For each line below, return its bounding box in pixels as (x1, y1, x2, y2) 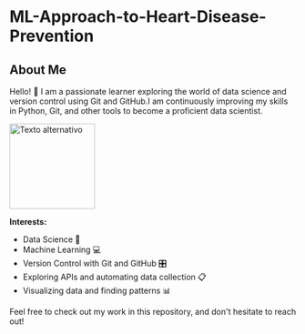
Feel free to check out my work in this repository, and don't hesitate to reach (9, 307, 297, 317)
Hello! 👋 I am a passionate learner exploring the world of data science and (9, 86, 287, 96)
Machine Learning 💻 (22, 244, 102, 255)
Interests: (9, 217, 47, 227)
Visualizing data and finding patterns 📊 (22, 285, 171, 296)
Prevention (9, 25, 94, 46)
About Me (9, 62, 66, 77)
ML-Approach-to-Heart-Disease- (9, 6, 267, 27)
